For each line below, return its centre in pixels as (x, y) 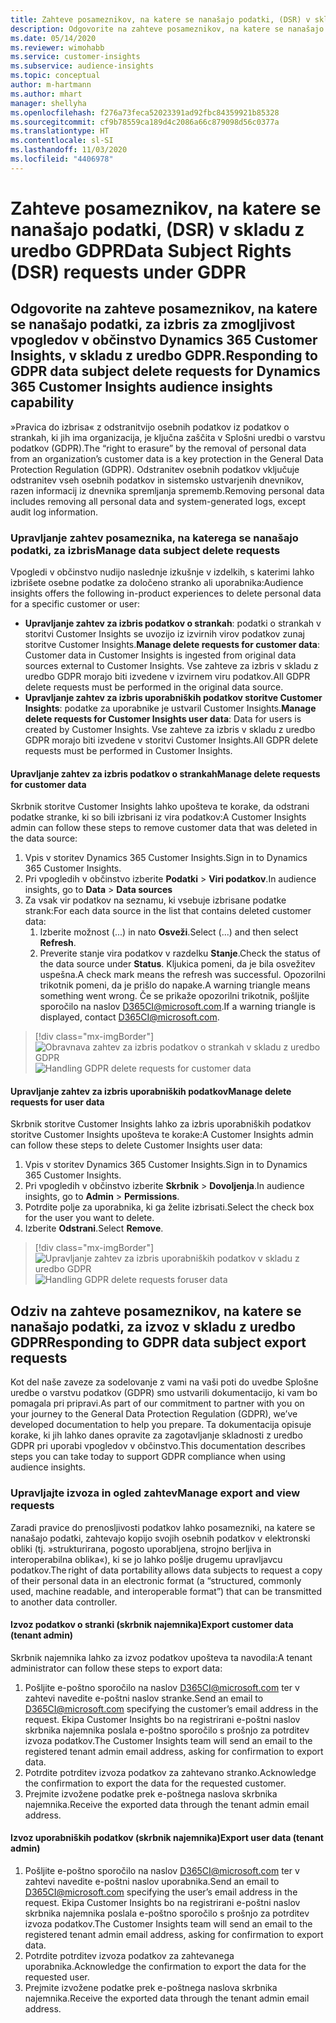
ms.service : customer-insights (75, 57)
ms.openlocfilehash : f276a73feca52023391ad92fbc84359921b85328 (145, 112)
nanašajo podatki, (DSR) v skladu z (157, 229)
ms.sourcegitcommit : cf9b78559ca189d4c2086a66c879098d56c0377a (145, 122)
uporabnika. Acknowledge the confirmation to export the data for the (165, 1966)
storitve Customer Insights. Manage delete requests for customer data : (172, 645)
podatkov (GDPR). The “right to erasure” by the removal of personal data (158, 448)
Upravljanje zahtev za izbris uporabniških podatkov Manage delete (151, 1091)
